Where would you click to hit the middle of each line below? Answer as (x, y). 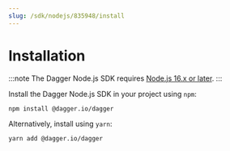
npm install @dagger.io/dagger (61, 109)
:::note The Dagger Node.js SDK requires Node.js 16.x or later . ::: (115, 78)
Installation (47, 55)
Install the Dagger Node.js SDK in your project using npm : (102, 94)
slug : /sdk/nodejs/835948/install (67, 16)
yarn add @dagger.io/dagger (56, 138)
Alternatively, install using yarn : (60, 124)
